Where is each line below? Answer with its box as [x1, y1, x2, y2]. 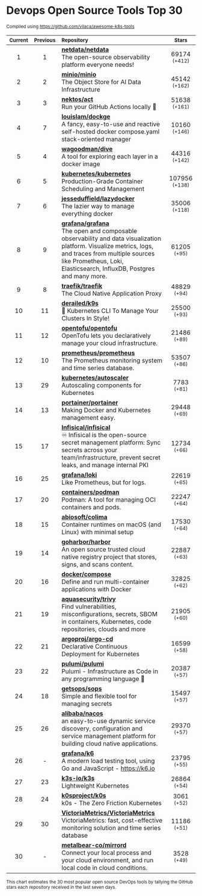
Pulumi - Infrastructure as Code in [61, 667, 158, 675]
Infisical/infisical [61, 423, 111, 431]
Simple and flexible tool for [61, 692, 137, 700]
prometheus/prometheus [61, 349, 135, 357]
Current [9, 37, 28, 43]
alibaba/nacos [61, 709, 103, 717]
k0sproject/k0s [61, 791, 106, 800]
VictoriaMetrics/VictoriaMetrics [61, 808, 155, 817]
